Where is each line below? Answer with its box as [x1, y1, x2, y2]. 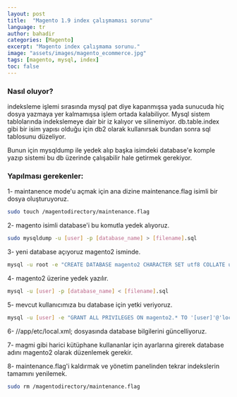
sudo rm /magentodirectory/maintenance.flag [7, 383, 140, 390]
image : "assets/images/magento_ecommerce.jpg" [7, 50, 147, 57]
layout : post [7, 10, 46, 18]
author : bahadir [7, 30, 55, 37]
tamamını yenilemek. [7, 369, 68, 378]
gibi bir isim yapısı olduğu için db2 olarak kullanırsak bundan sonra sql [7, 124, 211, 133]
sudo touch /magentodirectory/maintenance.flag [7, 208, 150, 215]
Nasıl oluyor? [7, 86, 54, 96]
